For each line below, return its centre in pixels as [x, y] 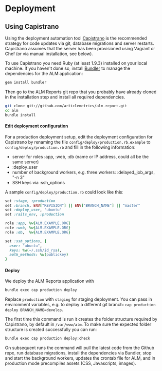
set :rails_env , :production [35, 215]
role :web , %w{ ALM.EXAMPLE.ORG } [38, 228]
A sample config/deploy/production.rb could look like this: [64, 192]
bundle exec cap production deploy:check [48, 339]
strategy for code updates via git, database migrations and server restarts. [80, 43]
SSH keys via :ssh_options [38, 182]
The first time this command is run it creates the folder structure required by [81, 319]
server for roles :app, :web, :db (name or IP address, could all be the [81, 156]
